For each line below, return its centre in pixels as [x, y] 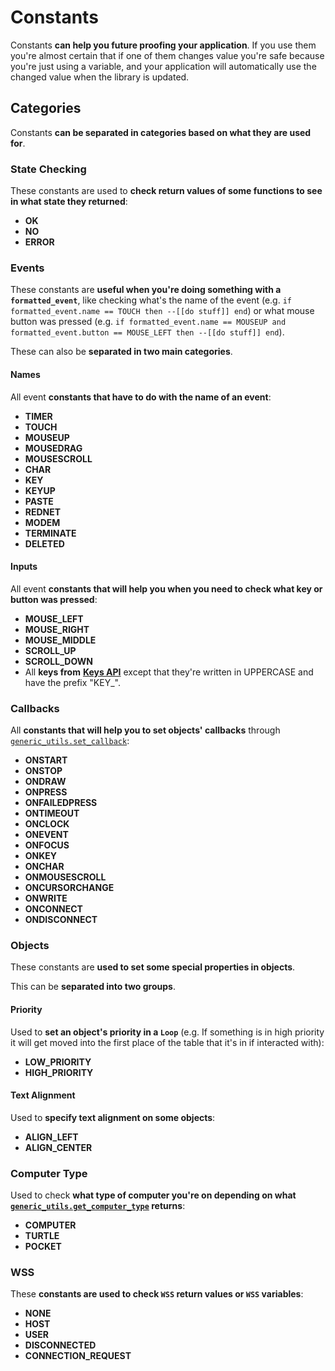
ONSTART [46, 760]
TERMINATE [50, 533]
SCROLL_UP [50, 650]
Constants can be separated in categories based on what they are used [161, 132]
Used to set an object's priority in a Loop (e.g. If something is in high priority [167, 1032]
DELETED [44, 543]
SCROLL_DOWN [59, 661]
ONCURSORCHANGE [69, 888]
